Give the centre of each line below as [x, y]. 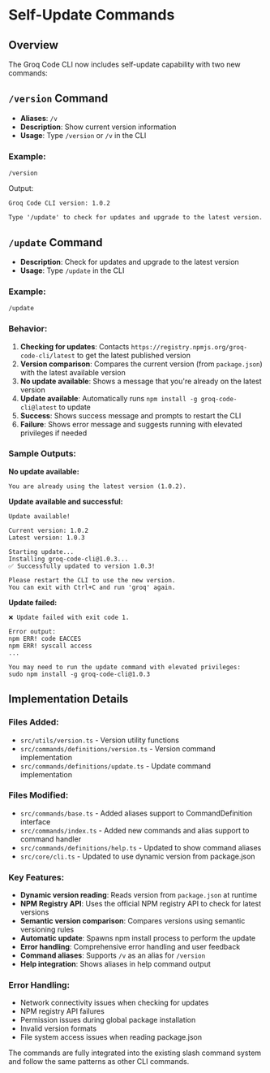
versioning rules [47, 930]
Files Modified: [39, 795]
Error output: [32, 631]
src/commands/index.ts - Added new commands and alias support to [135, 830]
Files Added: [34, 722]
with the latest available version [73, 372]
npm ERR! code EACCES [45, 638]
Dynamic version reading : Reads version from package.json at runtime [139, 895]
